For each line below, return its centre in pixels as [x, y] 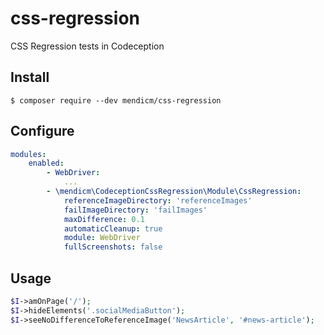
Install [30, 77]
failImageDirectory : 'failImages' [135, 210]
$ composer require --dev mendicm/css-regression [116, 100]
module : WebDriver [102, 238]
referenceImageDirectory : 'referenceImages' [158, 200]
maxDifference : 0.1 [104, 219]
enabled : [46, 163]
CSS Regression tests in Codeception [87, 46]
